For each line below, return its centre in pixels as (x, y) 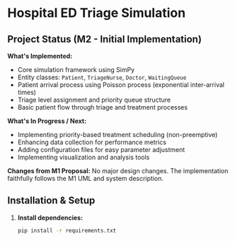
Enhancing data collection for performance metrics (92, 142)
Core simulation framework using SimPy (76, 70)
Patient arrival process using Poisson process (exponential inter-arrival (121, 85)
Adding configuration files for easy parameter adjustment (101, 149)
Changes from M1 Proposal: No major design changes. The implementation (118, 171)
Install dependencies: (50, 218)
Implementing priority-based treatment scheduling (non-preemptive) (117, 135)
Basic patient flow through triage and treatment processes (103, 107)
